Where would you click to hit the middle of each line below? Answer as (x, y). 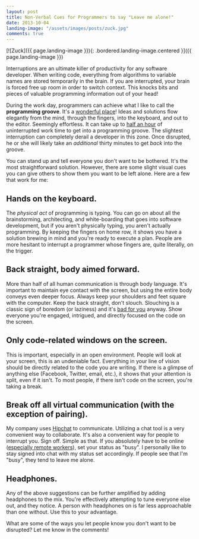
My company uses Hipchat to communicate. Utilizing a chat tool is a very (95, 428)
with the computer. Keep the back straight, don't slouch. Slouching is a (93, 302)
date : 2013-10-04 (28, 23)
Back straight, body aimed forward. (73, 269)
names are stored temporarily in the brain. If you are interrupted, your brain (98, 81)
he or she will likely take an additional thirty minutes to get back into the (94, 143)
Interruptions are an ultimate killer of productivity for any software (87, 68)
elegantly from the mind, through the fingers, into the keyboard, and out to (97, 118)
